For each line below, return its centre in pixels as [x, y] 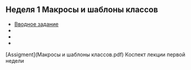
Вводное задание [36, 24]
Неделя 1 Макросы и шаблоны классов [82, 10]
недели [15, 61]
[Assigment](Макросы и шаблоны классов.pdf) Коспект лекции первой [95, 54]
